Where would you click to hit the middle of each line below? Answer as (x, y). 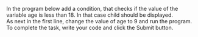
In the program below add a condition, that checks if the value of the (92, 9)
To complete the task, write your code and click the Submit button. (90, 27)
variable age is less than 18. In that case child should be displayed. (90, 15)
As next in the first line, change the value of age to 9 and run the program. (99, 21)
